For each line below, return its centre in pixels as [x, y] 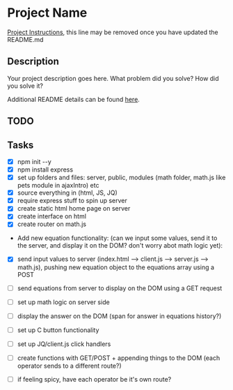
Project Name [47, 13]
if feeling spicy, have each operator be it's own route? [94, 379]
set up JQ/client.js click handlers [64, 344]
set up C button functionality [58, 330]
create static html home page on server [74, 209]
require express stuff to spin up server [72, 201]
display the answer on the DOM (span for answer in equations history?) [119, 316]
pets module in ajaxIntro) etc [58, 186]
